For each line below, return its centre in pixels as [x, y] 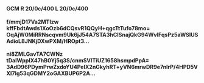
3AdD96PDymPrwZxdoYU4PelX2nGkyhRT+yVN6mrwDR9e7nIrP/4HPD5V [102, 67]
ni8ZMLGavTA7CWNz [35, 54]
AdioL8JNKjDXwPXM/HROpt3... [48, 41]
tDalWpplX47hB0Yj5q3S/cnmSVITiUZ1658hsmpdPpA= [78, 61]
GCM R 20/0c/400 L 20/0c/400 [47, 8]
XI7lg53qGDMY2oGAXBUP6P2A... [51, 73]
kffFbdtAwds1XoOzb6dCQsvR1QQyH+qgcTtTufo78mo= [78, 28]
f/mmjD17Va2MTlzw [33, 22]
